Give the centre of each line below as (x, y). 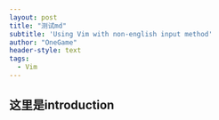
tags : (19, 59)
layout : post (33, 17)
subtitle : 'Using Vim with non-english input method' (111, 34)
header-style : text (45, 51)
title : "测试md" (38, 26)
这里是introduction (62, 105)
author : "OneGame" (43, 42)
